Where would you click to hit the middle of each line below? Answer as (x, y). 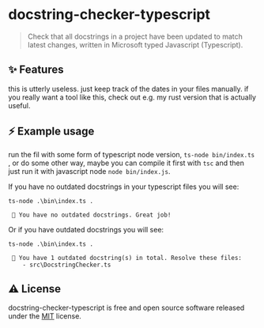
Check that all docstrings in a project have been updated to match (135, 36)
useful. (19, 105)
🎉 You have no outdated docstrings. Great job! (91, 215)
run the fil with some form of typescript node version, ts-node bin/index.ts (132, 154)
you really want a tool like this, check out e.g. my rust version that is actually (132, 97)
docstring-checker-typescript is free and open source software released (126, 308)
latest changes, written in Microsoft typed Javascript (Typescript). (135, 44)
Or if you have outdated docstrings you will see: (86, 229)
